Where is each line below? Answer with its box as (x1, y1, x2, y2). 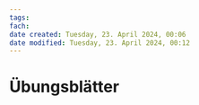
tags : (9, 13, 30, 22)
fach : (9, 22, 30, 31)
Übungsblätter (9, 77, 119, 97)
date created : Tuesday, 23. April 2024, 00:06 (9, 30, 186, 39)
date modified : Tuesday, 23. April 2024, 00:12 (9, 38, 191, 48)
